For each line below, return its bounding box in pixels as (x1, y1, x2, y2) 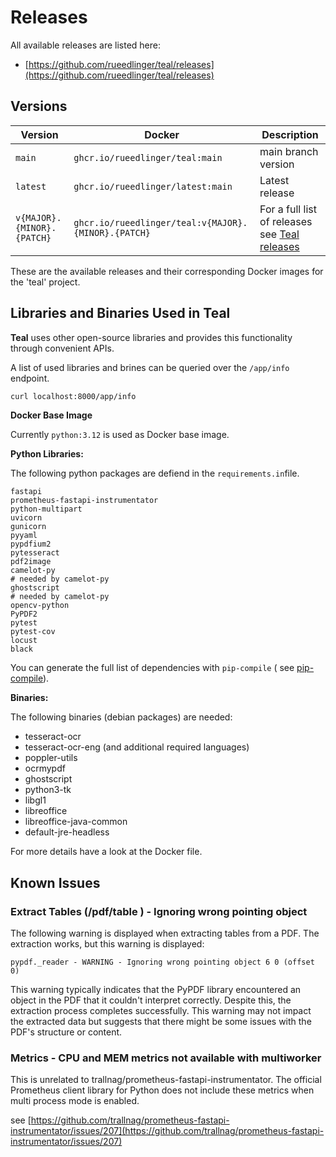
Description (261, 127, 319, 141)
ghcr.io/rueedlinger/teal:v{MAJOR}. (73, 217, 248, 228)
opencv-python (10, 601, 70, 611)
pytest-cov (10, 627, 56, 637)
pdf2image (10, 557, 52, 567)
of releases (259, 214, 313, 228)
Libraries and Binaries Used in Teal (10, 305, 231, 322)
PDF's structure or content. (10, 1026, 123, 1038)
